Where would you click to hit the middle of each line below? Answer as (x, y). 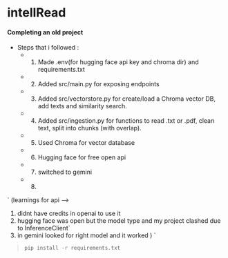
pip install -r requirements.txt (72, 248)
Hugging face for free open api (82, 157)
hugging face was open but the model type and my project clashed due (119, 221)
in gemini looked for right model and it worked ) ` (87, 235)
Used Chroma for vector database (86, 143)
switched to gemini (65, 172)
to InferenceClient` (44, 228)
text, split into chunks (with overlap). (89, 128)
